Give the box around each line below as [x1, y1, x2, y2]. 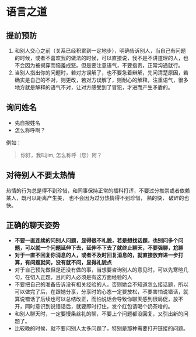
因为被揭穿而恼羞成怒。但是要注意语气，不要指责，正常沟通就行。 [24, 62, 184, 69]
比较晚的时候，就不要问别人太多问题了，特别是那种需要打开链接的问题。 [14, 325, 188, 332]
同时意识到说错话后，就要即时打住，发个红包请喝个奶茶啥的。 [24, 303, 173, 310]
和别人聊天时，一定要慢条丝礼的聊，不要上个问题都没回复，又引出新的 [14, 310, 184, 317]
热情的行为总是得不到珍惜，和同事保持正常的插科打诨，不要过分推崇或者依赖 [6, 187, 190, 194]
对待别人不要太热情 [6, 171, 75, 181]
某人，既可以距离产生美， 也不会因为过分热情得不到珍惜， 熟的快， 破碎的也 [6, 194, 190, 201]
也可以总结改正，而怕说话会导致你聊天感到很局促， [50, 295, 173, 302]
